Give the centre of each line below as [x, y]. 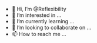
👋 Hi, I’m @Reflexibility [39, 9]
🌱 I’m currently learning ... [43, 21]
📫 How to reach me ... [39, 34]
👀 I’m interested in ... [36, 15]
